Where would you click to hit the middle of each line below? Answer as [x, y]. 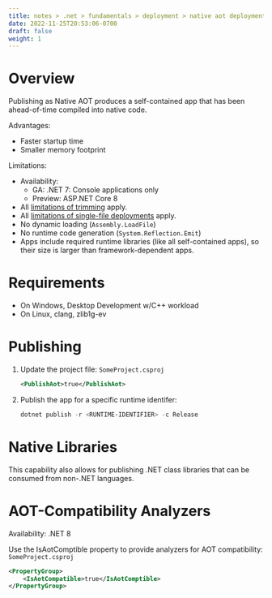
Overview [42, 79]
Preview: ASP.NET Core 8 [75, 199]
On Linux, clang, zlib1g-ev [63, 314]
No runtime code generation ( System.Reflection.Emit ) [110, 233]
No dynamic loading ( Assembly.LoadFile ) [88, 225]
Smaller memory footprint [63, 150]
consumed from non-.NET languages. [71, 478]
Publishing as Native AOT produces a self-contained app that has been [127, 101]
